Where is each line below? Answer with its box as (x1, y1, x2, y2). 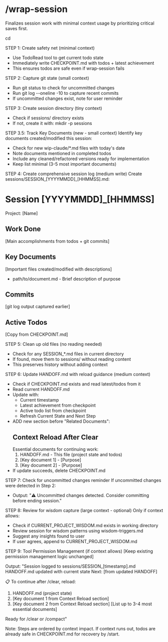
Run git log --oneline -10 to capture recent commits (12, 90, 119, 96)
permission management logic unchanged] (5, 553, 94, 559)
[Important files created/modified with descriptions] (5, 266, 112, 272)
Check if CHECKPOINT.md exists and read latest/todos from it (12, 381, 141, 387)
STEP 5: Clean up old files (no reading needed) (5, 341, 102, 347)
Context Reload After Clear (12, 433, 99, 441)
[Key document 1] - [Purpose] (20, 457, 82, 463)
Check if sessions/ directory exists (12, 114, 84, 121)
